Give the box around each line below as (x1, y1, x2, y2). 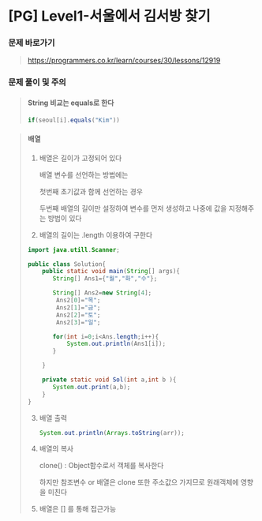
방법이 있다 (47, 213, 82, 223)
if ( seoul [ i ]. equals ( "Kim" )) (27, 116, 121, 124)
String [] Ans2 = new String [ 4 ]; (52, 289, 152, 297)
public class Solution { (27, 260, 107, 268)
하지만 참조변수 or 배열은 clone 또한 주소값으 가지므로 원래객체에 (39, 478, 239, 487)
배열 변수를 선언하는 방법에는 (39, 170, 129, 179)
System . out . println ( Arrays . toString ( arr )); (39, 429, 185, 437)
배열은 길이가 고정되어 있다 (39, 153, 122, 163)
